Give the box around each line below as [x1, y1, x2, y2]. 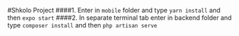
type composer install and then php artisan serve [7, 21, 158, 29]
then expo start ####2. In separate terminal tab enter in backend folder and [7, 13, 232, 22]
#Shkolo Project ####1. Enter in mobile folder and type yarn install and [7, 6, 221, 14]
